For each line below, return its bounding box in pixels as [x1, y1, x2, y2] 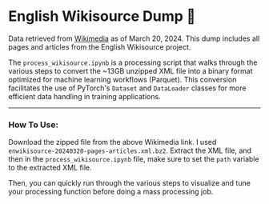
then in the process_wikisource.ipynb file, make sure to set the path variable [8, 154, 259, 164]
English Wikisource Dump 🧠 [8, 7, 196, 26]
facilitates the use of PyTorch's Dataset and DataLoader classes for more [8, 83, 247, 93]
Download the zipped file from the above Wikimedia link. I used [8, 138, 217, 147]
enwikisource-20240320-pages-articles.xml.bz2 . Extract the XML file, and [8, 146, 252, 155]
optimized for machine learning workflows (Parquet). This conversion [8, 74, 237, 84]
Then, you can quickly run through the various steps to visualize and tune [8, 178, 251, 188]
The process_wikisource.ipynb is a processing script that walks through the [8, 58, 258, 67]
